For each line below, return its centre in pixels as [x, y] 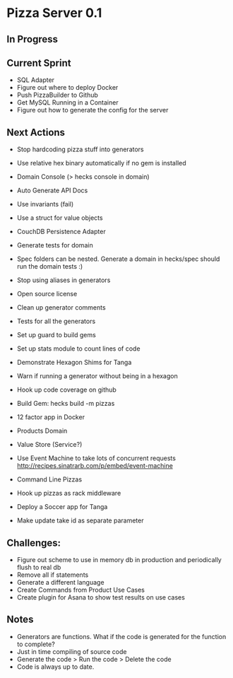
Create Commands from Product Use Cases [81, 590]
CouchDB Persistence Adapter [61, 232]
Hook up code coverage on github [67, 390]
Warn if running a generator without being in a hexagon [97, 376]
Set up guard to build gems [56, 335]
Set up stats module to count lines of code [78, 349]
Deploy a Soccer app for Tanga [62, 507]
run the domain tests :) [50, 267]
